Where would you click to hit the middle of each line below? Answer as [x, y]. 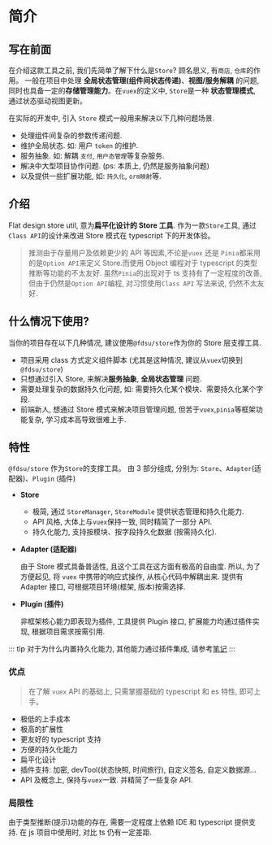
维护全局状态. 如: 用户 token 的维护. [79, 146]
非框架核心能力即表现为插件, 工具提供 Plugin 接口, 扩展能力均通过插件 [136, 621]
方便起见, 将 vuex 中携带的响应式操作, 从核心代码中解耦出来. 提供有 [132, 577]
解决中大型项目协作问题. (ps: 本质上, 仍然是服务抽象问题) [114, 166]
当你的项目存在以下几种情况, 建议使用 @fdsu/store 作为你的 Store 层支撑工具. [135, 342]
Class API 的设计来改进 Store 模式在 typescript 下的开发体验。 [112, 235]
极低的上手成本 [45, 719]
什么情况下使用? [49, 322]
